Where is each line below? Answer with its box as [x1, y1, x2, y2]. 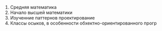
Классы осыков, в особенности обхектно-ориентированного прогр [10, 20, 157, 26]
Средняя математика [10, 4, 57, 10]
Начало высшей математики [10, 9, 73, 15]
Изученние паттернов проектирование [10, 15, 95, 20]
